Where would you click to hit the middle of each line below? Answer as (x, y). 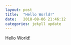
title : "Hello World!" (30, 14)
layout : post (19, 10)
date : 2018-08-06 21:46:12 (35, 19)
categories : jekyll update (33, 24)
